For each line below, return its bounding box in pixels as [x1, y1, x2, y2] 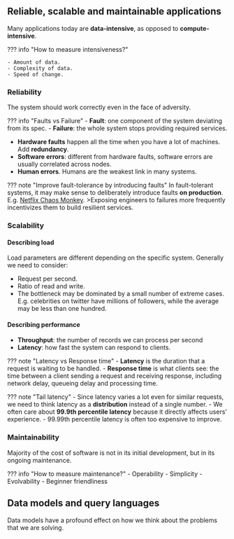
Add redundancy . [17, 145, 69, 153]
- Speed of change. [7, 71, 64, 78]
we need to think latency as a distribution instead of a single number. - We [7, 400, 223, 409]
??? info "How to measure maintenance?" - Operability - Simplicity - [7, 469, 203, 478]
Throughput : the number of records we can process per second [17, 336, 203, 344]
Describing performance [7, 320, 80, 328]
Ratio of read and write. [17, 282, 85, 290]
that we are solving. [7, 523, 64, 531]
